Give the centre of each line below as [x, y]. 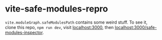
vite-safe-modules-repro [57, 9]
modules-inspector [24, 32]
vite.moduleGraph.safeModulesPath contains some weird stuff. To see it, [76, 22]
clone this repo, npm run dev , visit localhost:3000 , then [59, 27]
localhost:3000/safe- [136, 27]
